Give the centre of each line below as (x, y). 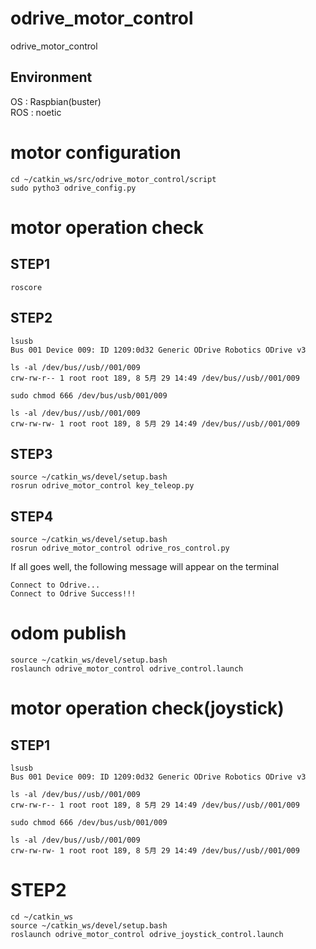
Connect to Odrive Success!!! (73, 594)
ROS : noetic (36, 112)
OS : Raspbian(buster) (56, 101)
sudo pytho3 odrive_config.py (73, 188)
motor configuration (96, 152)
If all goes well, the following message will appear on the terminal (145, 567)
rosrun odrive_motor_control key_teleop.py (102, 486)
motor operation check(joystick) (147, 708)
